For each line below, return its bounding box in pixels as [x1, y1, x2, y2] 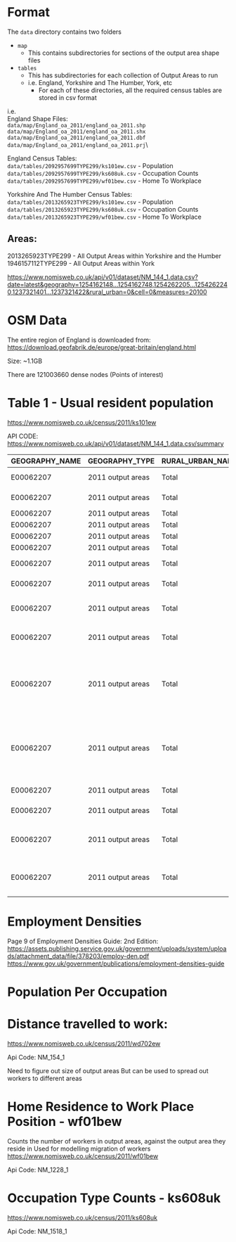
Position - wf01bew [7, 1113, 122, 1129]
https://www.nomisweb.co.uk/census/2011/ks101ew [7, 418, 157, 426]
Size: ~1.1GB [7, 357, 43, 365]
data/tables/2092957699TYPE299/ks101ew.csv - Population [7, 161, 173, 169]
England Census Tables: [7, 154, 77, 162]
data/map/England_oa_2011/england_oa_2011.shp [7, 122, 146, 129]
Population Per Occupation [7, 984, 168, 999]
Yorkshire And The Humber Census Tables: [7, 190, 133, 198]
